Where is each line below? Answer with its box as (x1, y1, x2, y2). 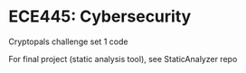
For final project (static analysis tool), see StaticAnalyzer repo (8, 53, 238, 64)
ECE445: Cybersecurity (8, 6, 192, 27)
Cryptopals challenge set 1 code (8, 36, 128, 47)
